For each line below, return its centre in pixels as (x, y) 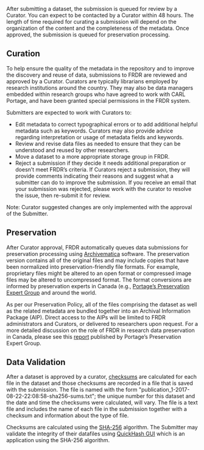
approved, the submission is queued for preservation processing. (88, 35)
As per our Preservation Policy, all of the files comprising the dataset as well (102, 304)
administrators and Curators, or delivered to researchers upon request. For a (102, 324)
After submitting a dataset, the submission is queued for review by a (92, 9)
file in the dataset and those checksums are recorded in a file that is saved (100, 383)
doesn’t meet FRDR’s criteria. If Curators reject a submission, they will (103, 169)
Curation (23, 54)
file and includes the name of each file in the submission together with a (97, 409)
